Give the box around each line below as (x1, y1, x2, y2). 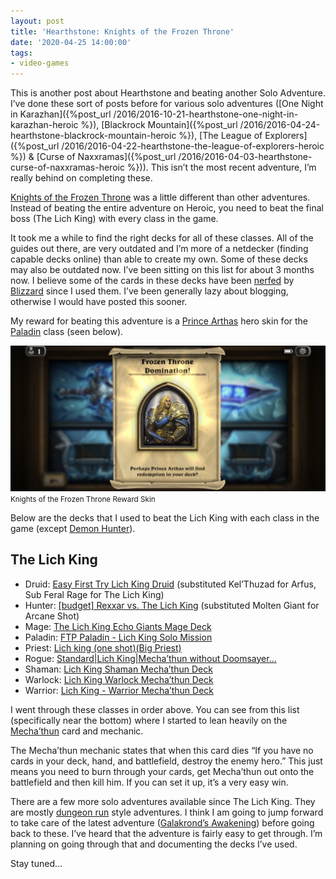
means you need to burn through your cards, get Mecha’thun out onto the (10, 765, 315, 777)
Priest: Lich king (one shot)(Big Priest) (24, 641, 182, 654)
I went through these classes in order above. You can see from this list (10, 703, 300, 715)
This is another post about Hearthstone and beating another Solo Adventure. (10, 87, 326, 99)
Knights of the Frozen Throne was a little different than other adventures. (10, 191, 311, 204)
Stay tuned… (10, 857, 63, 869)
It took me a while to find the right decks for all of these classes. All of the (10, 232, 314, 244)
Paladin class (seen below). (10, 326, 124, 338)
